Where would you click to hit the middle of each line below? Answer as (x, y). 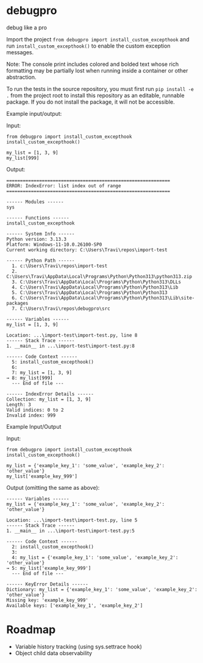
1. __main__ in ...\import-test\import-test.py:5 (71, 531)
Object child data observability (54, 653)
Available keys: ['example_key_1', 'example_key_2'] (75, 605)
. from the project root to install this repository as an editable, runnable (95, 95)
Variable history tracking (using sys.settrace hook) (78, 647)
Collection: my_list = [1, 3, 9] (49, 399)
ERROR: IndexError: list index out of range (64, 186)
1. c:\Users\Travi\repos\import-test (60, 266)
